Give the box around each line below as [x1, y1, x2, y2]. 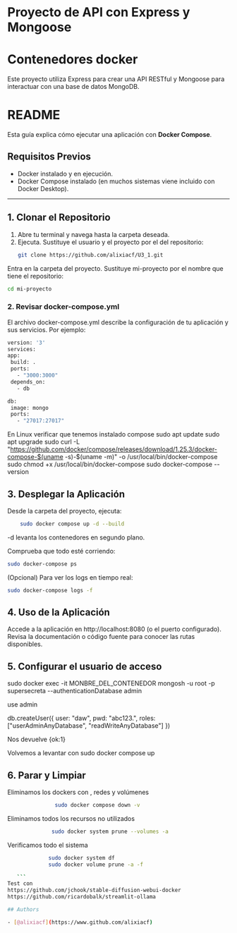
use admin [7, 700, 38, 709]
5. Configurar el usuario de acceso [7, 660, 162, 672]
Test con [7, 880, 33, 887]
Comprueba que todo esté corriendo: [7, 547, 116, 555]
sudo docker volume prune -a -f [48, 861, 143, 868]
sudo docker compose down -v [54, 802, 140, 809]
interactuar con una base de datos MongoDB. [7, 83, 140, 91]
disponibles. [7, 640, 43, 649]
